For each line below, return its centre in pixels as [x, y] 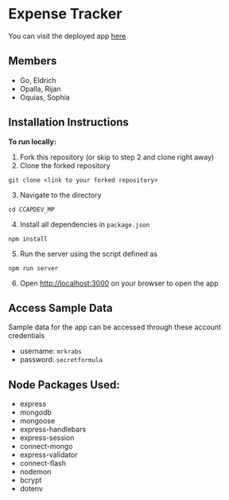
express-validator [49, 455]
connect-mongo [46, 447]
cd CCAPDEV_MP [32, 209]
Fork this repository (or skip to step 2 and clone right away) [117, 157]
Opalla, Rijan [40, 89]
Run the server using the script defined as [88, 254]
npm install [28, 239]
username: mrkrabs [50, 351]
